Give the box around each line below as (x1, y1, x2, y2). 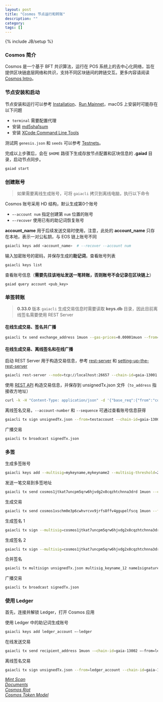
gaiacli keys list (5, 262, 42, 268)
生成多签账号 (5, 461, 31, 467)
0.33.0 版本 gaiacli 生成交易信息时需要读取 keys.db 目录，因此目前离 (16, 306, 158, 311)
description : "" (5, 16, 38, 21)
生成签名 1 (5, 518, 25, 523)
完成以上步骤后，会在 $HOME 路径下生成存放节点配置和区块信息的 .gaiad (5, 150, 147, 156)
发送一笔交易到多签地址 (5, 480, 52, 486)
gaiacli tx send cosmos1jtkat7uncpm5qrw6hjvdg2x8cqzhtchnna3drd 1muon (5, 489, 151, 494)
